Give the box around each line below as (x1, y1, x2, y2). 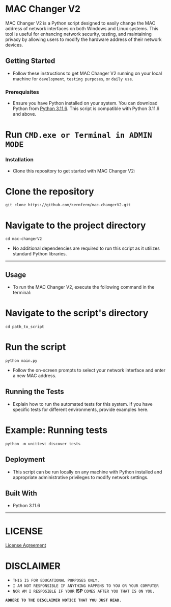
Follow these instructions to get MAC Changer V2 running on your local (12, 70, 162, 76)
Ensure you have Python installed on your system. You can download (12, 100, 158, 106)
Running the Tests (5, 387, 65, 396)
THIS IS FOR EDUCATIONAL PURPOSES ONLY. (12, 578, 100, 583)
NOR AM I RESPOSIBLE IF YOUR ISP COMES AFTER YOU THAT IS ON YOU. (12, 588, 155, 594)
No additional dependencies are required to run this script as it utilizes (12, 245, 160, 251)
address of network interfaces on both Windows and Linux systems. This (5, 25, 159, 31)
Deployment (5, 455, 45, 464)
